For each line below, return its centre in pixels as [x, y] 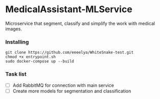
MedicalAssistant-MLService [69, 9]
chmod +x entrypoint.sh [31, 57]
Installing [17, 42]
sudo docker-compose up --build [40, 61]
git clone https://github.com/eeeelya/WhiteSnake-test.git [70, 53]
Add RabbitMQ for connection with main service [63, 85]
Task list [16, 74]
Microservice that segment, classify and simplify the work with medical [80, 23]
